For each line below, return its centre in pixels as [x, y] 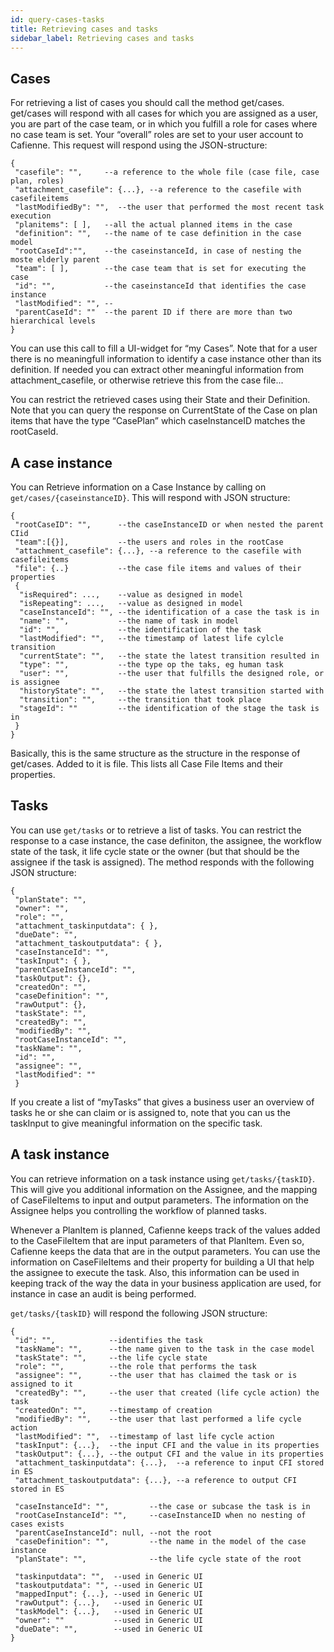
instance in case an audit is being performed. [103, 1293]
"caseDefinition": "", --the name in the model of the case [160, 1541]
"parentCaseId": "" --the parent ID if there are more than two [153, 312]
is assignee [35, 682]
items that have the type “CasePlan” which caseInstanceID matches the [158, 421]
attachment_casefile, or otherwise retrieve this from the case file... [147, 380]
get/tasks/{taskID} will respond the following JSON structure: [139, 1313]
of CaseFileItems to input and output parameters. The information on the [160, 1200]
